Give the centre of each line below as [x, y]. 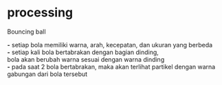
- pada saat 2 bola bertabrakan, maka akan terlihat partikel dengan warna [111, 66]
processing [40, 13]
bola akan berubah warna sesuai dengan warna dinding [86, 59]
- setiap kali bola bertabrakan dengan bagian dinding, [83, 52]
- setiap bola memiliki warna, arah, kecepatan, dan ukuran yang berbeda [110, 45]
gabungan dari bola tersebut [47, 74]
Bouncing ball [26, 32]
